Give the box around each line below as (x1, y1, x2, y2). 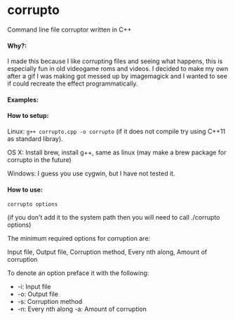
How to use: (7, 185, 43, 194)
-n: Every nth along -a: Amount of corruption (17, 305, 147, 314)
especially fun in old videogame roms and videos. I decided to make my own (7, 65, 229, 73)
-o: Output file (17, 290, 58, 298)
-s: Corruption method (17, 298, 83, 306)
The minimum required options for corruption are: (7, 234, 151, 243)
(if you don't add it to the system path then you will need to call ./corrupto (7, 213, 220, 222)
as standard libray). (7, 134, 63, 142)
